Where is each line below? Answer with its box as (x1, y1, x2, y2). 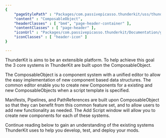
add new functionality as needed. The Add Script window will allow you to (5, 107, 156, 113)
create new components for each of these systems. (5, 112, 110, 118)
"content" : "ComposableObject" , (14, 16, 83, 21)
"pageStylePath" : (14, 12, 52, 17)
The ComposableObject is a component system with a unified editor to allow (5, 72, 161, 78)
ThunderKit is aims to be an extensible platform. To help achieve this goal (5, 57, 155, 63)
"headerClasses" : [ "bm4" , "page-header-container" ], (14, 21, 132, 26)
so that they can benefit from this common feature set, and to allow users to (5, 102, 160, 108)
